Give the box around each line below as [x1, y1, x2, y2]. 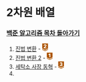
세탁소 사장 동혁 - [15, 63, 57, 70]
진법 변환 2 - [15, 54, 46, 61]
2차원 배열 [6, 6, 56, 20]
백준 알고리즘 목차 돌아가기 [6, 29, 81, 37]
